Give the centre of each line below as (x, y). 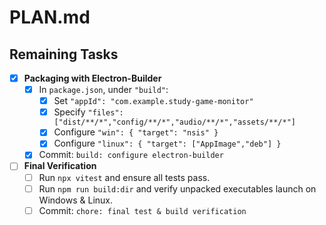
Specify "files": (88, 112)
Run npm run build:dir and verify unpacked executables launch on (177, 188)
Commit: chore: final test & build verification (142, 210)
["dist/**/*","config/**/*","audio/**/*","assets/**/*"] (174, 122)
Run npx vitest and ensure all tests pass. (124, 177)
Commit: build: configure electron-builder (131, 155)
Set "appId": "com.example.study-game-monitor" (153, 101)
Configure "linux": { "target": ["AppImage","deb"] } (167, 143)
